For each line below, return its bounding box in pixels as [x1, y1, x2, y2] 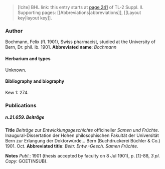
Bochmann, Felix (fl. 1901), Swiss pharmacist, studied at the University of [5, 39, 155, 45]
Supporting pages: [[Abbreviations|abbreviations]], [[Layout [17, 10, 141, 16]
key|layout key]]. [17, 15, 52, 21]
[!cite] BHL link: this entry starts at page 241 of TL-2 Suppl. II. [17, 5, 144, 10]
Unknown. [5, 67, 27, 73]
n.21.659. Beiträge [5, 114, 45, 120]
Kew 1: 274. [5, 89, 29, 95]
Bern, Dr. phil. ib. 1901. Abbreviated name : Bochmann [5, 44, 117, 50]
